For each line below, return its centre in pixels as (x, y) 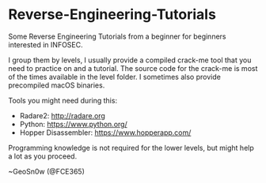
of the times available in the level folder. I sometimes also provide (115, 77)
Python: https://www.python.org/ (74, 124)
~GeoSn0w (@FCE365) (47, 171)
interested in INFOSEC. (46, 44)
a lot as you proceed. (43, 156)
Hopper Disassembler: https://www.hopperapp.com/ (105, 133)
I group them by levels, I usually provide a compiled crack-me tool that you (130, 60)
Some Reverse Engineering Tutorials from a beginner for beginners (117, 36)
